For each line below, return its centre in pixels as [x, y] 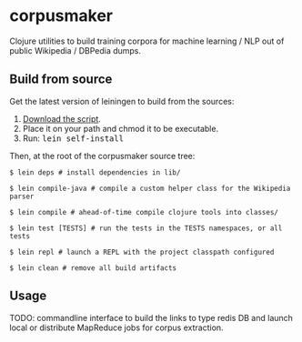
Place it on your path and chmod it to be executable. [121, 128]
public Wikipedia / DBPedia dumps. [75, 50]
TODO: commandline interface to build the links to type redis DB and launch [151, 317]
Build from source [61, 80]
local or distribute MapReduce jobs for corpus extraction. [117, 327]
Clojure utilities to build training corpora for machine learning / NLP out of [147, 41]
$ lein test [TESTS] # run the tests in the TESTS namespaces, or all [146, 228]
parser [22, 196]
